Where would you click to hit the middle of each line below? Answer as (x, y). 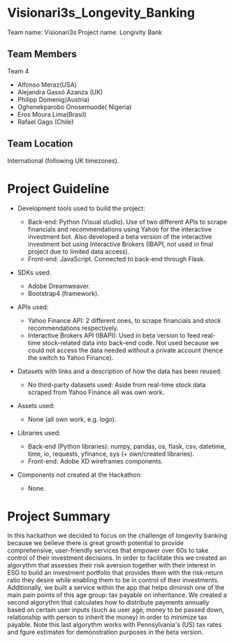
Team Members (42, 54)
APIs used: (33, 307)
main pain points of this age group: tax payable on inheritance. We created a (117, 595)
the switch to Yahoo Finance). (71, 357)
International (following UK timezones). (63, 160)
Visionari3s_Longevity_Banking (101, 13)
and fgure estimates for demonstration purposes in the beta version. (105, 632)
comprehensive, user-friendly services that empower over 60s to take (108, 551)
